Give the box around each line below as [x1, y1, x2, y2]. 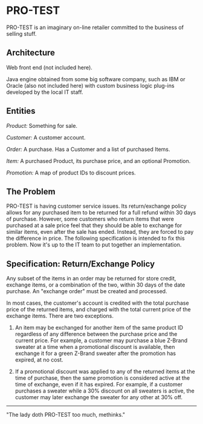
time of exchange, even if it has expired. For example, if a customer [14, 381, 183, 388]
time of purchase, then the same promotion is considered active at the [14, 374, 190, 382]
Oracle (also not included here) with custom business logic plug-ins [6, 82, 175, 89]
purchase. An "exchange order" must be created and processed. [6, 288, 167, 295]
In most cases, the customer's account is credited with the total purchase [6, 299, 189, 306]
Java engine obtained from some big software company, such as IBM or [6, 75, 185, 82]
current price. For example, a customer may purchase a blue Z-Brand [14, 337, 188, 344]
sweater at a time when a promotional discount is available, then [14, 343, 175, 351]
